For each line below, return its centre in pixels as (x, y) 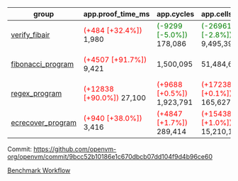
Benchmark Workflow (39, 170)
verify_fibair (30, 35)
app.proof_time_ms (117, 14)
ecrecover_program (44, 122)
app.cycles (176, 14)
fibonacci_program (42, 64)
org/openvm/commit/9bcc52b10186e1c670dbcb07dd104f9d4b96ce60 (110, 157)
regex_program (36, 93)
